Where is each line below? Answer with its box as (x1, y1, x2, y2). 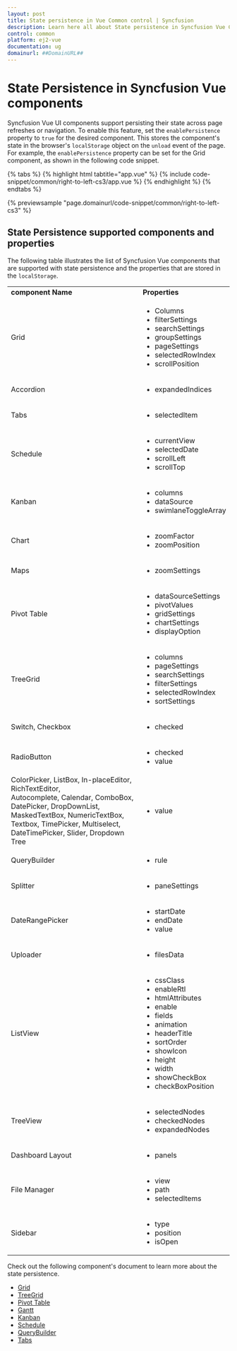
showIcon (154, 1046, 187, 1056)
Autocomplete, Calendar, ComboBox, (11, 792, 134, 802)
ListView (11, 1028, 39, 1038)
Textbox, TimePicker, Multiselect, (11, 819, 121, 829)
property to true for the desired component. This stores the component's (7, 134, 220, 142)
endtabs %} (7, 184, 42, 193)
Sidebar (11, 1227, 37, 1237)
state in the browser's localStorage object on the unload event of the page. (7, 141, 226, 149)
